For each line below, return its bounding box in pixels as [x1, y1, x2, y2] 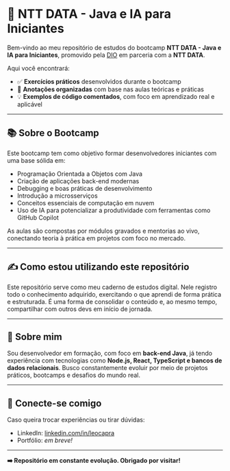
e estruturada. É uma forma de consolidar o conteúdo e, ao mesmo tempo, [7, 297, 218, 306]
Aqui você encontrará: [7, 64, 70, 72]
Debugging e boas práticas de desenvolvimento [16, 184, 153, 192]
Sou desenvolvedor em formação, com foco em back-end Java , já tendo [7, 349, 213, 358]
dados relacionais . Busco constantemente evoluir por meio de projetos [7, 364, 208, 372]
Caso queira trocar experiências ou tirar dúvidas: [7, 415, 145, 424]
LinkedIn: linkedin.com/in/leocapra [16, 429, 115, 437]
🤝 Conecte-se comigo [7, 398, 102, 409]
